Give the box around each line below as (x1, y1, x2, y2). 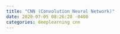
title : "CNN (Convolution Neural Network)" (6, 8, 115, 14)
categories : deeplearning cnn (6, 19, 81, 25)
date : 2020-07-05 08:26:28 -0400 (6, 14, 89, 20)
